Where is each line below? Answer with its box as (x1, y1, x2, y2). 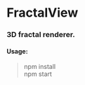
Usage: (6, 47, 29, 55)
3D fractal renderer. (6, 30, 75, 40)
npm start (23, 70, 52, 78)
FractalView (6, 5, 79, 21)
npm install (23, 63, 56, 71)
